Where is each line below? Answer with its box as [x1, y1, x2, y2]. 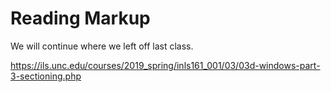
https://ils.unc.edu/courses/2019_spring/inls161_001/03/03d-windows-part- [10, 59, 321, 71]
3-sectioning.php [10, 70, 82, 82]
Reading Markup [10, 7, 151, 30]
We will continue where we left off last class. [10, 40, 194, 52]
